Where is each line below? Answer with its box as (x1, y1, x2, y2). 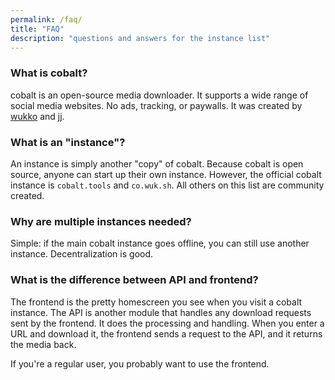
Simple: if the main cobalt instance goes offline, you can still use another (10, 237, 310, 250)
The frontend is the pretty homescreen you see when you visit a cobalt (10, 296, 303, 308)
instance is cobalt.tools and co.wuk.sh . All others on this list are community (10, 179, 325, 191)
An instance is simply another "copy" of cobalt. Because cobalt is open (10, 157, 304, 170)
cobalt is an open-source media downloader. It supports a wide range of (10, 89, 309, 101)
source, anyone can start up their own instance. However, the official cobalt (10, 168, 322, 180)
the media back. (10, 338, 77, 350)
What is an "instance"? (10, 135, 126, 149)
